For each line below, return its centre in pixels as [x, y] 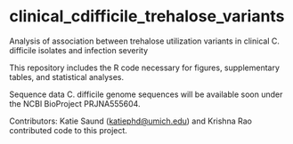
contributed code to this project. [68, 130]
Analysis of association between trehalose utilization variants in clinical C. [145, 41]
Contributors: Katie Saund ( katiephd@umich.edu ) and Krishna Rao [130, 121]
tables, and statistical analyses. [67, 76]
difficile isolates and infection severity [79, 50]
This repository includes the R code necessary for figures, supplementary [145, 68]
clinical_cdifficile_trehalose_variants [147, 16]
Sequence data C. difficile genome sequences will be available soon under [146, 94]
